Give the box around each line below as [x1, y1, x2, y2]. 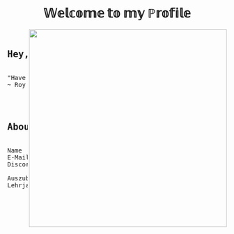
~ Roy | [7, 81, 33, 88]
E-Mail [7, 153, 30, 161]
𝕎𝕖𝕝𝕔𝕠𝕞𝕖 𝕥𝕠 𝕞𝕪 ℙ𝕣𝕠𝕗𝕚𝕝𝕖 [42, 6, 192, 22]
